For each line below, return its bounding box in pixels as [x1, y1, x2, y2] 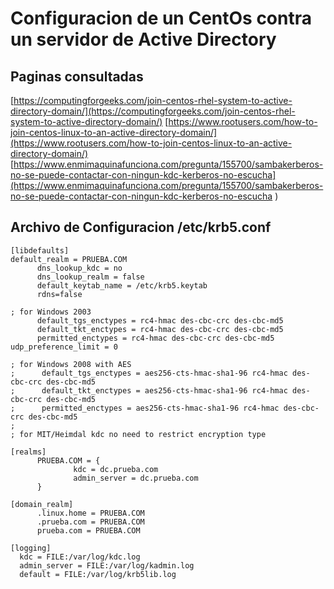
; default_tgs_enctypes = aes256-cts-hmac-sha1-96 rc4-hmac [10, 368, 288, 378]
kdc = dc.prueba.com [73, 464, 159, 474]
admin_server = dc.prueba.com [73, 473, 199, 483]
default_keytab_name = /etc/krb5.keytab [36, 280, 208, 291]
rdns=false [36, 289, 83, 299]
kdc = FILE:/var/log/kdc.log [19, 552, 141, 562]
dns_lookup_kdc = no [36, 263, 123, 273]
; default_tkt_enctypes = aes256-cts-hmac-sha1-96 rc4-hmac [10, 385, 288, 396]
